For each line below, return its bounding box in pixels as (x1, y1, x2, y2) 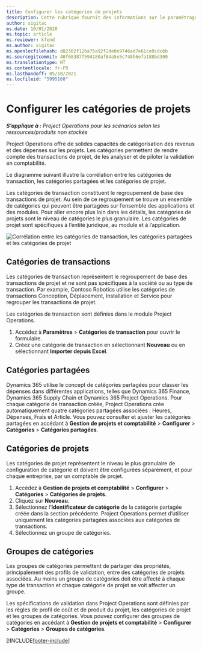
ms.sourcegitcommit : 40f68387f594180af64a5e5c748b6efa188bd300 (6, 54, 168, 60)
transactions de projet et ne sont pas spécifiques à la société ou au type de (6, 279, 193, 287)
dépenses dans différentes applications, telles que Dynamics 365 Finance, (6, 387, 191, 395)
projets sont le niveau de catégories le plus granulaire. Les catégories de (6, 215, 186, 222)
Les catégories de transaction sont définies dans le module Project (6, 310, 172, 317)
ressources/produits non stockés (6, 129, 88, 136)
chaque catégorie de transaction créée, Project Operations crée (6, 400, 164, 407)
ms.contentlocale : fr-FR (6, 65, 69, 71)
